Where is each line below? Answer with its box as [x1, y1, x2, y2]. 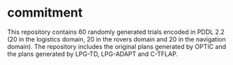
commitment [7, 5, 83, 21]
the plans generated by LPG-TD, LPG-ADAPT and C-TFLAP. [7, 50, 178, 58]
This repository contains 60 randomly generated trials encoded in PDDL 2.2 [7, 28, 225, 36]
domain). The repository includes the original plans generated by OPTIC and [7, 42, 227, 50]
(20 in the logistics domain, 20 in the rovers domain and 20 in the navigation [7, 35, 226, 43]
